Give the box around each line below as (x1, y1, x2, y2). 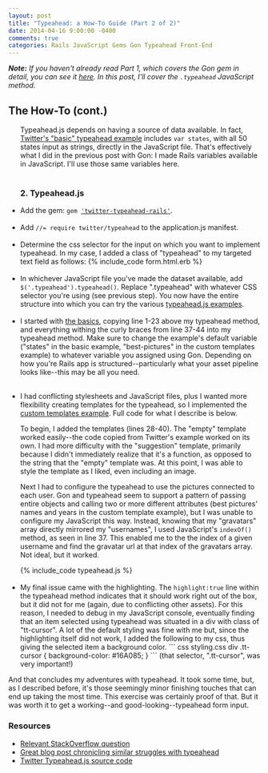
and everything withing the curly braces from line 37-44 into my (19, 325, 232, 335)
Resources (8, 720, 51, 731)
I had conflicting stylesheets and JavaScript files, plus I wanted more (19, 392, 248, 401)
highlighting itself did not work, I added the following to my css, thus (19, 634, 246, 643)
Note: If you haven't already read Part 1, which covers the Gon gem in (8, 63, 240, 73)
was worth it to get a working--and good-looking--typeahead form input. (8, 700, 250, 710)
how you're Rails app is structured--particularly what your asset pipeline (19, 359, 258, 368)
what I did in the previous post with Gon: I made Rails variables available (19, 150, 258, 160)
